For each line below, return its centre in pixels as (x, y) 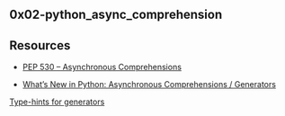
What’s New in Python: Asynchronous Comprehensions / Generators (149, 85)
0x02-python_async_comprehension (116, 15)
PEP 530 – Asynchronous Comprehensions (102, 67)
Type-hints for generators (57, 102)
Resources (40, 45)
